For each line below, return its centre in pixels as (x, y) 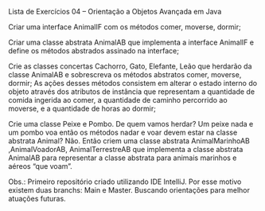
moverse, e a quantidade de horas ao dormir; (82, 108)
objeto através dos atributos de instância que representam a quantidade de (132, 92)
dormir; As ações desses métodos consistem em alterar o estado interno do (132, 83)
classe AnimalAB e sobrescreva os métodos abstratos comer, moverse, (125, 74)
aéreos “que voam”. (41, 166)
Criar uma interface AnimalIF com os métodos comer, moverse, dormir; (125, 27)
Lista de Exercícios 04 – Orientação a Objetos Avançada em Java (115, 12)
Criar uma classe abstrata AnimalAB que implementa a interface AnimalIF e (131, 42)
